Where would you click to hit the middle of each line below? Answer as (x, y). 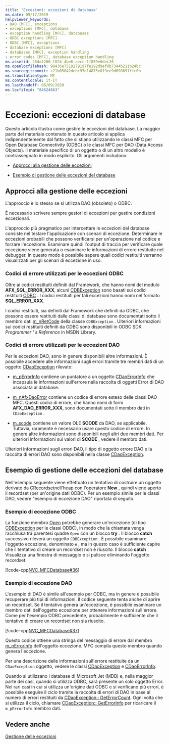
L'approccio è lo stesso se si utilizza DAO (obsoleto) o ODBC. (69, 203)
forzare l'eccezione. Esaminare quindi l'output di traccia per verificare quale (84, 244)
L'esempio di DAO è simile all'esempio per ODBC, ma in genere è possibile (82, 594)
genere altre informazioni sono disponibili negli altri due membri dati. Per (88, 434)
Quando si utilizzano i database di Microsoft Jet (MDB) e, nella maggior (79, 676)
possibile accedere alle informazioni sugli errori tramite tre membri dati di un (84, 361)
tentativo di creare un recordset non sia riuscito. (55, 621)
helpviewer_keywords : (28, 19)
